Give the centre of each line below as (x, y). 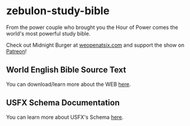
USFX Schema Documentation (63, 103)
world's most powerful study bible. (48, 33)
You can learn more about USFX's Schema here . (65, 117)
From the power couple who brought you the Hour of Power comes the (92, 27)
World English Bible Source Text (66, 70)
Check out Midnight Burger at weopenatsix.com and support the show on (95, 45)
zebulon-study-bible (58, 11)
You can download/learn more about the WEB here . (68, 84)
